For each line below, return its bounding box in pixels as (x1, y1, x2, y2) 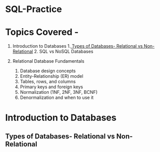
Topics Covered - (5, 27, 79, 38)
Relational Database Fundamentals (12, 58, 85, 64)
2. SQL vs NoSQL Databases (34, 49, 94, 55)
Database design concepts (20, 68, 76, 74)
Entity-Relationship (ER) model (20, 73, 84, 79)
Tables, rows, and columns (20, 79, 76, 85)
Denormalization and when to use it (20, 94, 94, 101)
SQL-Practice (5, 4, 62, 15)
